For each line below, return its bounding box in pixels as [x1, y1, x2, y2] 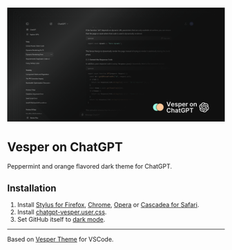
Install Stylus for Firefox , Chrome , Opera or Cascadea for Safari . [17, 201, 200, 209]
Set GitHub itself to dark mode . [17, 215, 106, 224]
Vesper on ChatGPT [7, 140, 123, 155]
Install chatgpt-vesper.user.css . [17, 208, 107, 216]
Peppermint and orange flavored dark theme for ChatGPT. [7, 162, 173, 171]
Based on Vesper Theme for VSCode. [7, 235, 114, 244]
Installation [7, 182, 57, 194]
